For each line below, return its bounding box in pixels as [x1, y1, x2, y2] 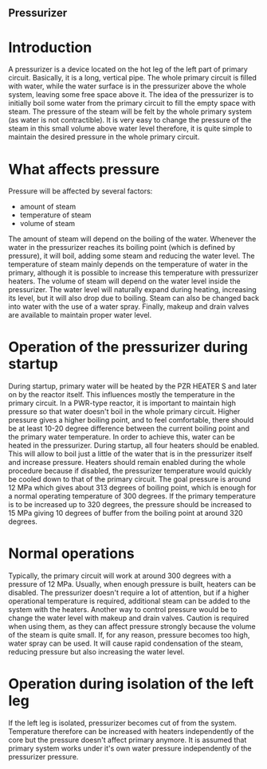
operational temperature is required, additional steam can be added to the [8, 596, 251, 606]
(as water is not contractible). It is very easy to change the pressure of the [8, 115, 252, 125]
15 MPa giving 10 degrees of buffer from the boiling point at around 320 [8, 509, 243, 518]
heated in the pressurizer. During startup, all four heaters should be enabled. [8, 441, 260, 451]
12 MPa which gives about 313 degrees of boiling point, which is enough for [8, 483, 257, 493]
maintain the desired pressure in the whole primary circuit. [8, 132, 200, 142]
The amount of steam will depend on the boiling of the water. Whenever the [8, 234, 257, 244]
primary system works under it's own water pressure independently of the [8, 744, 253, 753]
